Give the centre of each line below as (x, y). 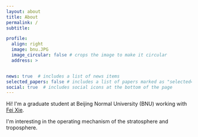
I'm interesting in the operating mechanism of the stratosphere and (87, 122)
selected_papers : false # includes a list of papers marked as (85, 82)
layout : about (24, 11)
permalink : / (22, 22)
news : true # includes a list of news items (63, 76)
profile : (17, 39)
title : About (22, 17)
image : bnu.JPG (30, 50)
